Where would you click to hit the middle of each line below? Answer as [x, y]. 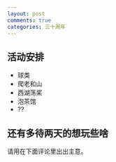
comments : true [29, 20]
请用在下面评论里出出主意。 [47, 151]
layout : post [26, 14]
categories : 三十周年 [37, 27]
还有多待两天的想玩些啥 [58, 133]
